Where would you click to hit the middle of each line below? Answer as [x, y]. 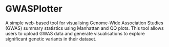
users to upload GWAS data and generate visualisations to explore [75, 33]
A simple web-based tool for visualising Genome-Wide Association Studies [84, 23]
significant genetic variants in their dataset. [51, 39]
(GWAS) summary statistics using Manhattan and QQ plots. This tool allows [84, 28]
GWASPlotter [34, 9]
